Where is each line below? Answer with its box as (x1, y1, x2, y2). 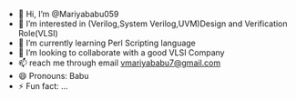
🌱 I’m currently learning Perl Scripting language (17, 37, 196, 48)
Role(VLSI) (17, 28, 59, 38)
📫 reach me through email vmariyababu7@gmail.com (17, 57, 221, 68)
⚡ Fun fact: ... (17, 81, 68, 91)
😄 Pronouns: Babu (17, 71, 89, 81)
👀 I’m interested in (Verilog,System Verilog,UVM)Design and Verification (17, 18, 289, 29)
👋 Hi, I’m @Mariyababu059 (17, 9, 119, 19)
